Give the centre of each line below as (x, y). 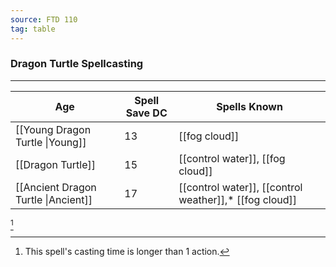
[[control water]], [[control (240, 187)
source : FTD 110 (44, 19)
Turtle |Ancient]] (54, 199)
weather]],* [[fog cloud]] (237, 199)
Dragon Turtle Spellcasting (77, 64)
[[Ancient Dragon (56, 187)
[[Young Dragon (53, 129)
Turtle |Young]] (51, 142)
